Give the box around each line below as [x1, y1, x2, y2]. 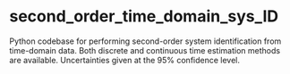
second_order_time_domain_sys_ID [9, 6, 279, 27]
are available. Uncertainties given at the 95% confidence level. [9, 54, 240, 65]
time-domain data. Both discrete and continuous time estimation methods [9, 45, 280, 55]
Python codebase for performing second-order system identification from [9, 36, 282, 46]
